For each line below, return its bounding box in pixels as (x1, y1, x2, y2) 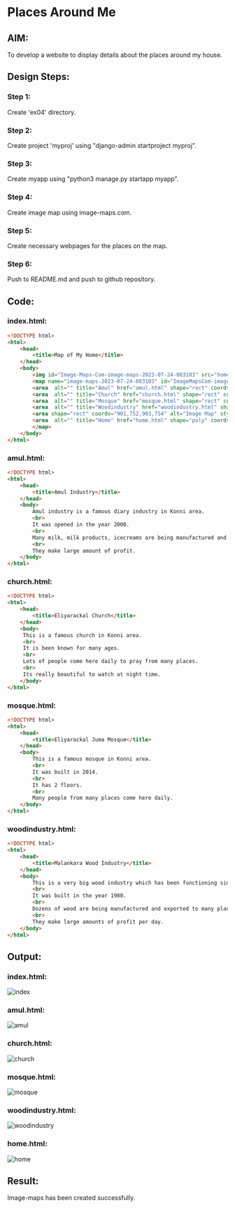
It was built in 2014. (32, 768, 99, 775)
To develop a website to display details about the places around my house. (7, 50, 222, 59)
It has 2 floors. (32, 781, 83, 788)
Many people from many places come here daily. (32, 795, 173, 802)
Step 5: (7, 226, 33, 235)
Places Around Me (7, 4, 117, 20)
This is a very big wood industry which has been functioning (32, 879, 218, 887)
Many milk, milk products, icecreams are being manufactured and (32, 534, 227, 541)
